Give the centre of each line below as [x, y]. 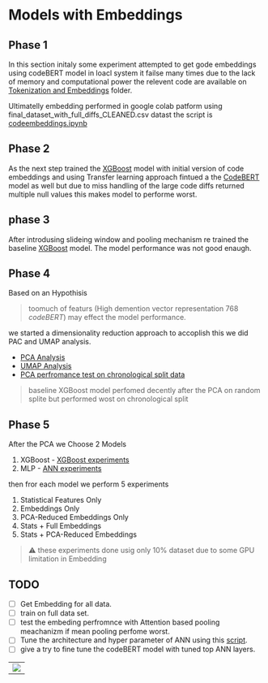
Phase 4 [30, 274]
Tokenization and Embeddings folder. [70, 90]
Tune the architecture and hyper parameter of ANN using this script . [134, 640]
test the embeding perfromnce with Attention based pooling [120, 622]
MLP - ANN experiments [61, 469]
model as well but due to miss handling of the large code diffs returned [126, 185]
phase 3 [29, 220]
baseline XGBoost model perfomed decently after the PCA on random [144, 391]
